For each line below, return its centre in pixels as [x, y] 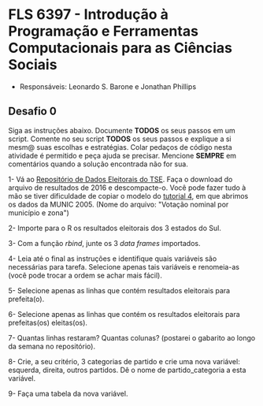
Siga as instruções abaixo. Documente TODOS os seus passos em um [122, 130]
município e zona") [39, 212]
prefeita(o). [26, 299]
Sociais [33, 65]
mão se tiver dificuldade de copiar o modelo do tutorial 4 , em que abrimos [128, 196]
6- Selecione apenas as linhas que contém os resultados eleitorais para [124, 314]
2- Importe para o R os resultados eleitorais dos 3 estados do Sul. [115, 228]
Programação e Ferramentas [104, 31]
